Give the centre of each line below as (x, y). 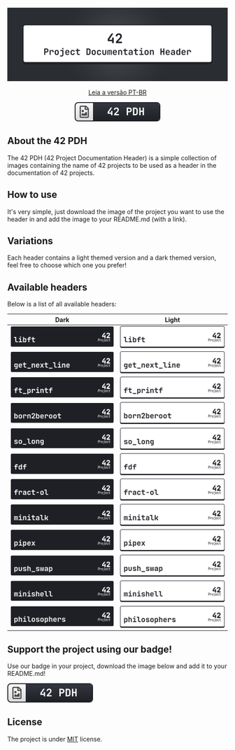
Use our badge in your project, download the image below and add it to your (117, 666)
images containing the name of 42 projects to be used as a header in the (112, 165)
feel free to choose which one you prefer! (67, 265)
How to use (32, 195)
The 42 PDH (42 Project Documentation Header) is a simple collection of (112, 157)
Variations (30, 241)
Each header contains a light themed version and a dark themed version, (112, 258)
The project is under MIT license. (55, 739)
